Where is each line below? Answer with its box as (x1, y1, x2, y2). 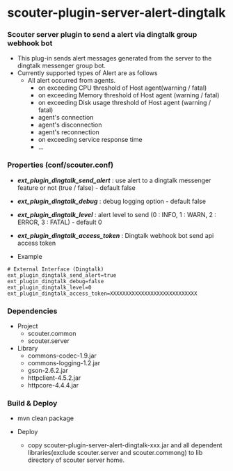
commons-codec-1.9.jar (27, 351, 97, 360)
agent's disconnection (38, 120, 102, 129)
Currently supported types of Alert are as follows (17, 69, 158, 77)
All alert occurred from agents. (27, 77, 116, 85)
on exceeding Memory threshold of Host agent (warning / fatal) (38, 91, 220, 99)
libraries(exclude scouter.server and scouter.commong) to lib (27, 449, 203, 457)
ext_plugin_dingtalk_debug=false (7, 278, 104, 285)
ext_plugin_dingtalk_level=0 (7, 284, 92, 291)
